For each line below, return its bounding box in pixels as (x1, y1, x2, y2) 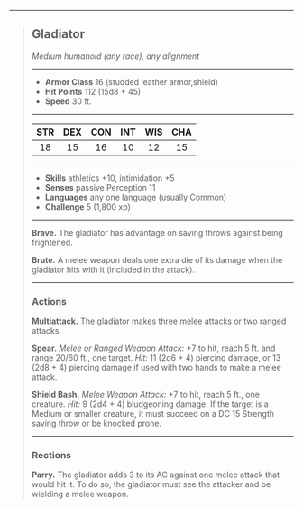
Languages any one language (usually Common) (44, 192, 227, 202)
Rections (31, 449, 72, 462)
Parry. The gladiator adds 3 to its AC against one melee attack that (31, 469, 280, 480)
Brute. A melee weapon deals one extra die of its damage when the (31, 254, 283, 265)
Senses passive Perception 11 (44, 182, 156, 193)
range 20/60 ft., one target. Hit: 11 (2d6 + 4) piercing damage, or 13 (31, 353, 281, 363)
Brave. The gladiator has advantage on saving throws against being (31, 227, 284, 238)
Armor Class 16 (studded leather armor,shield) (44, 76, 219, 87)
